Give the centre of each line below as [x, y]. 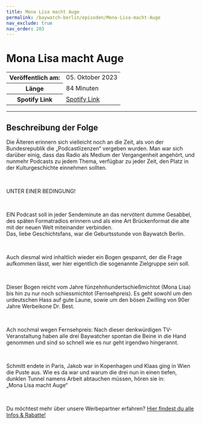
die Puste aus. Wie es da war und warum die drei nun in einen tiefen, [92, 372]
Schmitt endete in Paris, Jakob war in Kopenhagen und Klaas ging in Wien [98, 366]
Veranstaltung [24, 336]
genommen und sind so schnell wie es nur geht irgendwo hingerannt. [92, 342]
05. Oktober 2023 [92, 77]
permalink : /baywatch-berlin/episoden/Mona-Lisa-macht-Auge [84, 18]
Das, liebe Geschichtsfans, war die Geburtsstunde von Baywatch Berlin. [96, 234]
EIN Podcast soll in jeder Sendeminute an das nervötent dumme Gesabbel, [99, 214]
